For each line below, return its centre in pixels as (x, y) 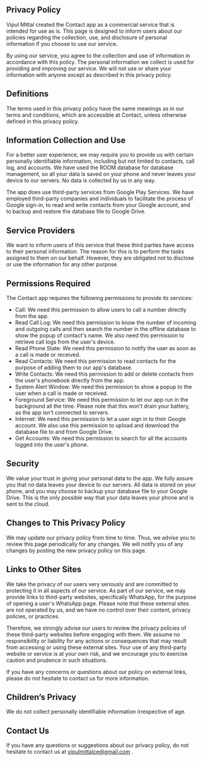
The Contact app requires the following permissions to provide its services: (99, 298)
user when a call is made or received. (62, 393)
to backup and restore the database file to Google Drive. (76, 212)
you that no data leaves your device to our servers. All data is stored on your (101, 485)
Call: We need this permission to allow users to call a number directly (101, 310)
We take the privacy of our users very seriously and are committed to (92, 584)
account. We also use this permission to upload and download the (97, 425)
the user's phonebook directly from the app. (70, 380)
